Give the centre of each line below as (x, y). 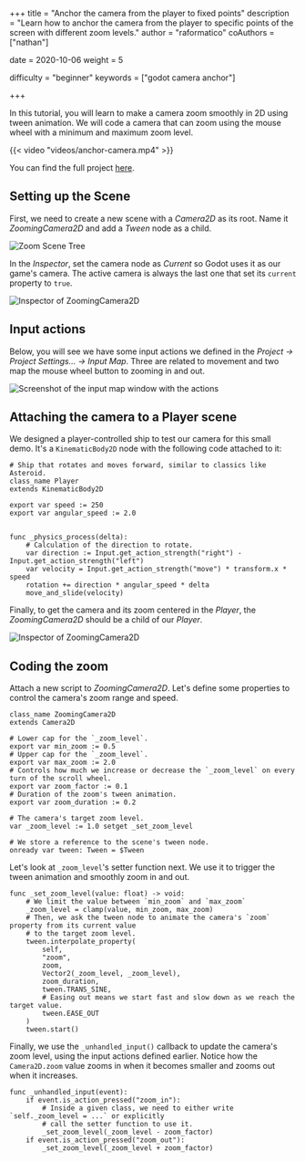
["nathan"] (29, 42)
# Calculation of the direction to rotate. (110, 545)
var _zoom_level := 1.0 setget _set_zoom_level (102, 827)
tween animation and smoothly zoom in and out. (99, 877)
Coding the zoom (59, 666)
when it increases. (44, 1075)
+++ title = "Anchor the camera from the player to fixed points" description (149, 13)
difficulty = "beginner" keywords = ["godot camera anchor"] (122, 78)
